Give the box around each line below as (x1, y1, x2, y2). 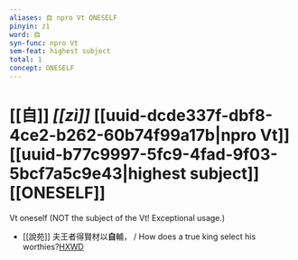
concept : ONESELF (9, 64, 75, 73)
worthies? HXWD (22, 241, 84, 252)
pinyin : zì (9, 22, 51, 31)
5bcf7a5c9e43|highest (9, 163, 187, 184)
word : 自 (9, 30, 41, 39)
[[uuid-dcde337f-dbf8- (93, 106, 274, 126)
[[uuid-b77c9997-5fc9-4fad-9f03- (9, 144, 278, 165)
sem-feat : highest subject (9, 47, 111, 56)
